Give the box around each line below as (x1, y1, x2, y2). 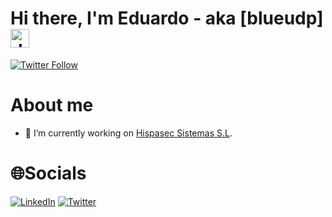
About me (10, 94, 94, 117)
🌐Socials (10, 162, 87, 185)
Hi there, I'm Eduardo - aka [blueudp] (10, 7, 324, 30)
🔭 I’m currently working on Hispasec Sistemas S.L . (24, 127, 233, 139)
